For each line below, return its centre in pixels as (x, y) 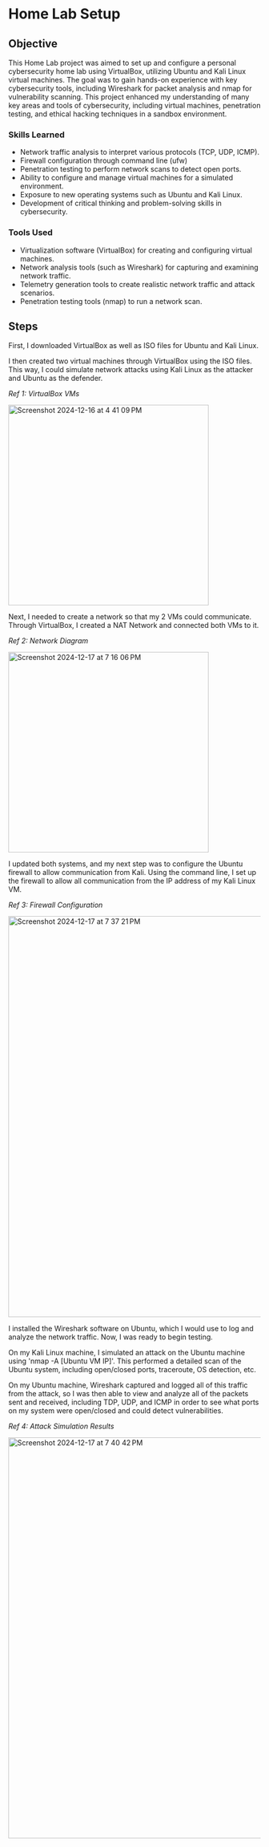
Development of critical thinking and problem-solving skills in (121, 203)
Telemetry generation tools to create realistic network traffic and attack (137, 284)
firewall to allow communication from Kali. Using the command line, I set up (132, 873)
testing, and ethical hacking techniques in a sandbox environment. (118, 114)
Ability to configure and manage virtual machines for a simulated (126, 178)
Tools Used (31, 233)
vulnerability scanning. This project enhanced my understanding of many (129, 97)
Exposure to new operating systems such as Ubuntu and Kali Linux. (131, 195)
